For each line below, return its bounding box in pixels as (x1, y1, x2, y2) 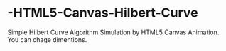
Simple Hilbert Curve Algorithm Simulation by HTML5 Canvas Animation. (7, 28, 220, 36)
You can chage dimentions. (7, 35, 87, 43)
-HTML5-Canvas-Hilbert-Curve (7, 5, 198, 21)
